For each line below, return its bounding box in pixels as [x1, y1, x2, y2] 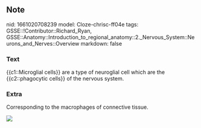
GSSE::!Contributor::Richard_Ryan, [6, 27, 92, 34]
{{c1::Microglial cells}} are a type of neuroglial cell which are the [6, 69, 165, 76]
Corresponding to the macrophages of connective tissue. [6, 103, 149, 111]
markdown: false [80, 40, 123, 47]
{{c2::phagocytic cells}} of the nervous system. [6, 75, 124, 82]
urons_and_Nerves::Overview [6, 40, 80, 47]
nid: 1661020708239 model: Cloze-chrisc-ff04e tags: [6, 20, 139, 28]
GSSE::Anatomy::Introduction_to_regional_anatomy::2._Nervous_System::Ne [6, 33, 195, 41]
